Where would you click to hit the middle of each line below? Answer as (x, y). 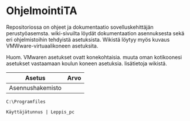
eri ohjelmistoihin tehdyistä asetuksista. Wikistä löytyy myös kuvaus (88, 39)
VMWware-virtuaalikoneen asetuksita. (52, 46)
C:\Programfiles (26, 102)
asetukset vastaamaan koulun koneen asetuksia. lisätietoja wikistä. (86, 63)
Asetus (35, 78)
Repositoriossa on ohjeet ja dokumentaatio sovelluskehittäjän (80, 27)
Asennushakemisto (35, 88)
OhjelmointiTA (42, 11)
